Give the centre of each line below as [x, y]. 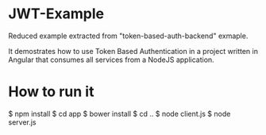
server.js [23, 122]
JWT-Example [56, 14]
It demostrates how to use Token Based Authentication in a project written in [133, 51]
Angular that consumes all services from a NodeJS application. [111, 60]
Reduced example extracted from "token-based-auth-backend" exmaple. [128, 36]
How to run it [51, 92]
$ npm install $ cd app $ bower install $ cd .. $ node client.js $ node [120, 114]
